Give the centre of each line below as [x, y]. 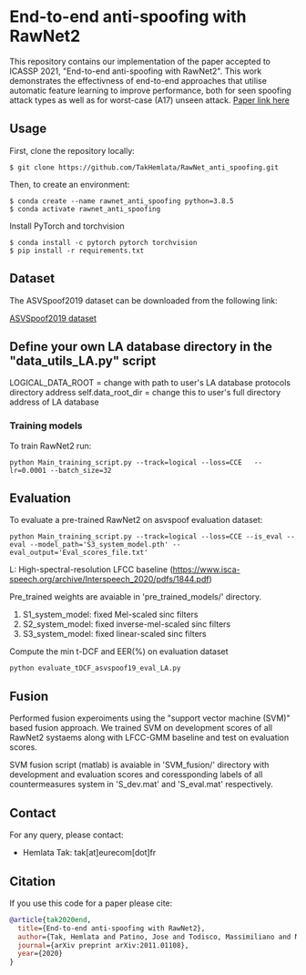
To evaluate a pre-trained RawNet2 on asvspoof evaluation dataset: [136, 520]
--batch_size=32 [81, 470]
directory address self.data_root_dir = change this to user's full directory [145, 393]
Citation [33, 881]
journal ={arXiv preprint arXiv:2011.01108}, [103, 945]
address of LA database [55, 402]
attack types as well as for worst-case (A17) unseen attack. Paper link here [149, 100]
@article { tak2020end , [51, 919]
